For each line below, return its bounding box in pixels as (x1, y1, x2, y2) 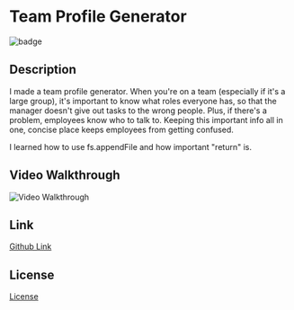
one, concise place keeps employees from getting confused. (9, 124, 234, 135)
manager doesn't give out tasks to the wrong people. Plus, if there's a (9, 105, 268, 116)
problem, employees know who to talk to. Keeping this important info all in (9, 114, 283, 125)
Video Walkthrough (9, 168, 120, 183)
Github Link (9, 241, 52, 252)
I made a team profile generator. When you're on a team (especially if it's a (9, 85, 286, 96)
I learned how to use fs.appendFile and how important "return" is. (9, 141, 252, 152)
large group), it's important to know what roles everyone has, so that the (9, 95, 277, 106)
